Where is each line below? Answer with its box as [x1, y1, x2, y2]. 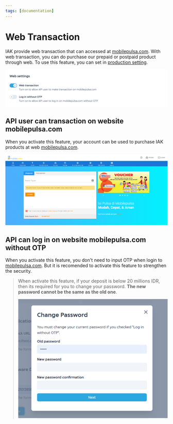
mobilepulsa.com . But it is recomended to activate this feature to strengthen [5, 262, 166, 269]
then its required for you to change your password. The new [18, 284, 146, 290]
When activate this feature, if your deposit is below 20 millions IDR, [18, 278, 161, 284]
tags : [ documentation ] [5, 8, 54, 13]
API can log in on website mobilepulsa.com [5, 235, 146, 244]
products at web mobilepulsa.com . [5, 144, 79, 150]
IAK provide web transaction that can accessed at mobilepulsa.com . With [5, 48, 161, 54]
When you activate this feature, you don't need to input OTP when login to [5, 257, 163, 263]
